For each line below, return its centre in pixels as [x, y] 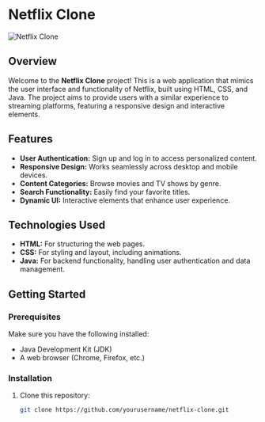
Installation [30, 378]
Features [30, 139]
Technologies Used [57, 224]
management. [42, 269]
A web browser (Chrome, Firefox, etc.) [82, 358]
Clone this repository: [55, 395]
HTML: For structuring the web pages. [82, 244]
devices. [34, 175]
